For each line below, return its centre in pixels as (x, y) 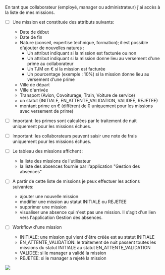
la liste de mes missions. (30, 12)
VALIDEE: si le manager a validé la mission (63, 253)
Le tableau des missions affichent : (48, 151)
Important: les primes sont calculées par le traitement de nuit (75, 121)
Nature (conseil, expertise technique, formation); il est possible (84, 43)
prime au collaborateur (50, 64)
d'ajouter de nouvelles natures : (52, 48)
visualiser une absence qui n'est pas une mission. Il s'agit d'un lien (88, 212)
